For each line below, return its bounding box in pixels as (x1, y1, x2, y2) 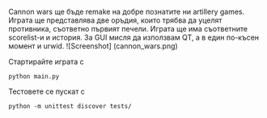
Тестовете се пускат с (8, 86, 85, 96)
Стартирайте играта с (8, 57, 84, 66)
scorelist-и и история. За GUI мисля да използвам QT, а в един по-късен (8, 32, 260, 42)
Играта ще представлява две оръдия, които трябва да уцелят (8, 15, 222, 25)
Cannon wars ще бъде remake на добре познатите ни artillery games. (8, 7, 245, 16)
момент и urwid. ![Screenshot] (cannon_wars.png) (8, 41, 178, 51)
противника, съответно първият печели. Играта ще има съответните (8, 24, 248, 33)
